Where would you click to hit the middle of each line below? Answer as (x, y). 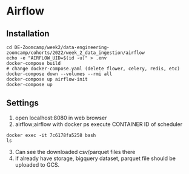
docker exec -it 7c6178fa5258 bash (51, 135)
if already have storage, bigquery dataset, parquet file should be (95, 158)
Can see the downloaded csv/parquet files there (75, 152)
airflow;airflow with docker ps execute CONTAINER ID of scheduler (99, 124)
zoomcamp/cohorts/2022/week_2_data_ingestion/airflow (76, 53)
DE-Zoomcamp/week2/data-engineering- (62, 47)
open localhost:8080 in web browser (61, 118)
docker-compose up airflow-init (47, 79)
